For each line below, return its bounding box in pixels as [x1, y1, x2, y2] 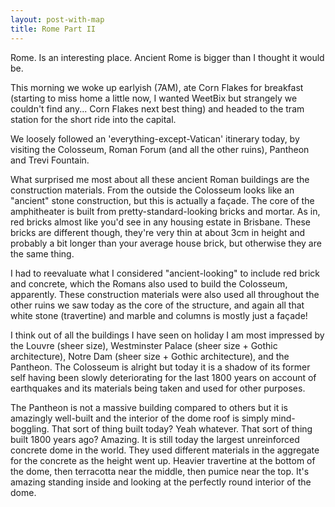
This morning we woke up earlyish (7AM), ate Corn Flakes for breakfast [10, 81, 304, 93]
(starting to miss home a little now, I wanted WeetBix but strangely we [10, 92, 298, 104]
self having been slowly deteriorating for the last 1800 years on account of [10, 371, 317, 383]
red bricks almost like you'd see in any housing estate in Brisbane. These [10, 216, 311, 228]
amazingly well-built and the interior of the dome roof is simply [10, 412, 269, 424]
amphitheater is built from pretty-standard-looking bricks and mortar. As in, [10, 205, 321, 217]
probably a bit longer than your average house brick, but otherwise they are [10, 237, 322, 249]
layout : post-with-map [10, 14, 105, 25]
